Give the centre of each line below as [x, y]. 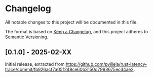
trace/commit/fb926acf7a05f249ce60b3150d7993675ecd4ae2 [70, 69]
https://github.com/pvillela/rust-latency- [106, 64]
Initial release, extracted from [35, 64]
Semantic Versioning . [27, 37]
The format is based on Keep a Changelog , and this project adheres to [76, 31]
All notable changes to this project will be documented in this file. [72, 22]
